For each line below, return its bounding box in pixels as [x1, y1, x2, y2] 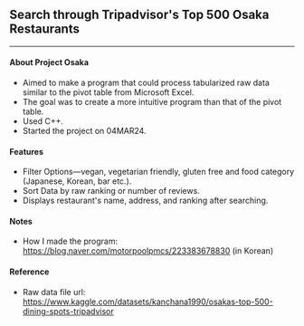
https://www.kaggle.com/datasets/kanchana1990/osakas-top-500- [22, 296, 273, 307]
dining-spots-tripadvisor [22, 305, 115, 316]
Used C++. [22, 116, 64, 127]
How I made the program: [22, 235, 119, 247]
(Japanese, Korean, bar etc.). [22, 176, 132, 187]
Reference [9, 266, 50, 277]
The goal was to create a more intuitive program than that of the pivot [22, 97, 282, 108]
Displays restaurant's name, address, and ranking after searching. [22, 195, 269, 206]
